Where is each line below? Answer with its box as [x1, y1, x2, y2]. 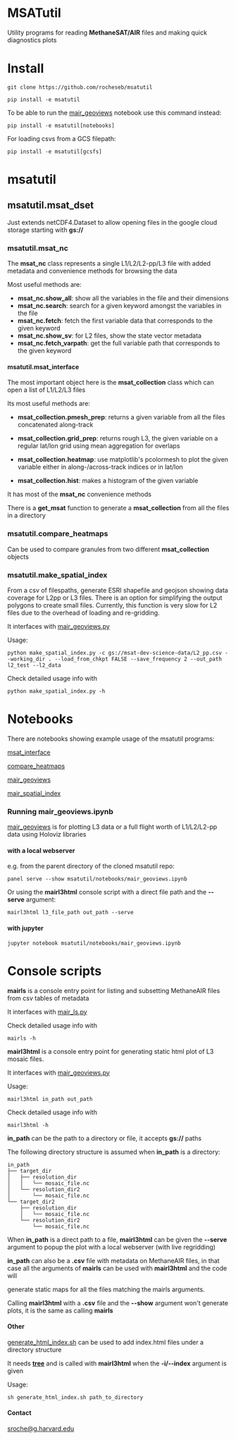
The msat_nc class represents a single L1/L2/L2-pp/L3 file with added [7, 259, 211, 268]
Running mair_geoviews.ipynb [7, 806, 114, 816]
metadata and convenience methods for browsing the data [7, 266, 178, 276]
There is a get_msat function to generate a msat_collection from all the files [7, 504, 230, 512]
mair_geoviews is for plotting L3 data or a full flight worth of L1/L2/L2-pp [7, 823, 218, 831]
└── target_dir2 [7, 1198, 55, 1205]
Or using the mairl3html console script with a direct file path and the [7, 888, 206, 897]
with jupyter [7, 924, 44, 932]
